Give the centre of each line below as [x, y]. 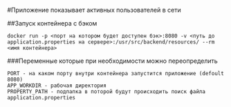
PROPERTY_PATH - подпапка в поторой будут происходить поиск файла [107, 92]
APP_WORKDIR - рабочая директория [57, 86]
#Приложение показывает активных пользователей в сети [94, 10]
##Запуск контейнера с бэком [52, 23]
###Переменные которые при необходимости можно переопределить [112, 61]
